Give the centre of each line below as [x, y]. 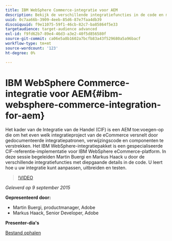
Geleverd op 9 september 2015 [38, 188]
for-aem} [25, 115]
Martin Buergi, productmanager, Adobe [54, 208]
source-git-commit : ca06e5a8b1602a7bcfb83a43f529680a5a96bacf [73, 39]
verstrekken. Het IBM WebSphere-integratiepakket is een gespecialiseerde [84, 146]
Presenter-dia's [22, 223]
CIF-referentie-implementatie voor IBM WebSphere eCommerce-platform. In [86, 151]
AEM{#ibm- [97, 94]
